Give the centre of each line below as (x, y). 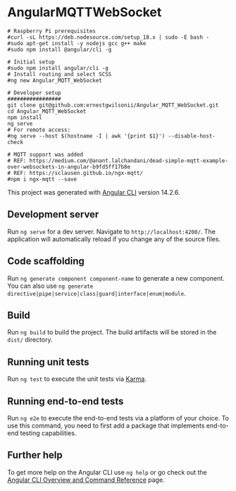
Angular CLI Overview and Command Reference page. (86, 480)
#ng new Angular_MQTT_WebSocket (55, 80)
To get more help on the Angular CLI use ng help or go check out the (107, 472)
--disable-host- (192, 136)
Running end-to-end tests (66, 401)
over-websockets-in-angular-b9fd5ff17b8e (69, 166)
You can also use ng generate (50, 286)
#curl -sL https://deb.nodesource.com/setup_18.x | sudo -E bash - (108, 37)
